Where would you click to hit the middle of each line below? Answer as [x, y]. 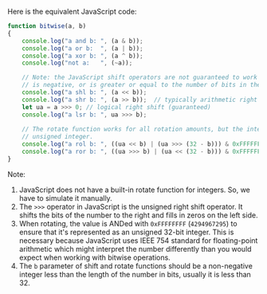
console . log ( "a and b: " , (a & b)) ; [83, 41]
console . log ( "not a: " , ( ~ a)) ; [77, 63]
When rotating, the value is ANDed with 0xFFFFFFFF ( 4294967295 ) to [128, 223]
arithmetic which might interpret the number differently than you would [135, 249]
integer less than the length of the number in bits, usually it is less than [135, 274]
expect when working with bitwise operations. [94, 257]
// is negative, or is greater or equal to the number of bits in [134, 85]
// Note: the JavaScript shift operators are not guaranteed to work [140, 78]
